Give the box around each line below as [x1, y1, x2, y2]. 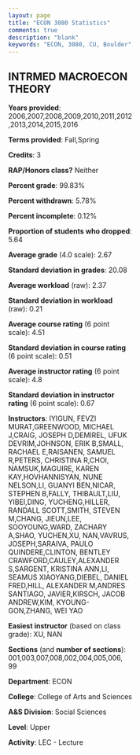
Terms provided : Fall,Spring [8, 134, 100, 144]
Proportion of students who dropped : [8, 226, 132, 236]
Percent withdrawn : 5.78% [8, 196, 97, 205]
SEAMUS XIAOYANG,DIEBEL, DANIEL [8, 572, 129, 582]
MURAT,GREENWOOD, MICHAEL [8, 422, 115, 431]
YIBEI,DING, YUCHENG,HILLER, [8, 497, 110, 506]
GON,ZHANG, [8, 606, 53, 615]
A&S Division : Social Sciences [8, 707, 107, 716]
